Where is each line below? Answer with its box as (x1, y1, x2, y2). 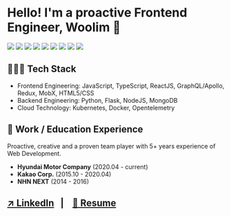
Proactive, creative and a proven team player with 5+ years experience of (7, 141, 216, 150)
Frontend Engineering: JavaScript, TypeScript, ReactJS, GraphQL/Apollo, (17, 81, 225, 90)
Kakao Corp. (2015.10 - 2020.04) (17, 170, 112, 178)
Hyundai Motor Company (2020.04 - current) (17, 162, 148, 170)
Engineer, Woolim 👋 (7, 19, 121, 35)
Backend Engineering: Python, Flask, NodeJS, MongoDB (17, 96, 178, 104)
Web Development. (7, 149, 62, 157)
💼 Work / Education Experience (7, 124, 143, 135)
